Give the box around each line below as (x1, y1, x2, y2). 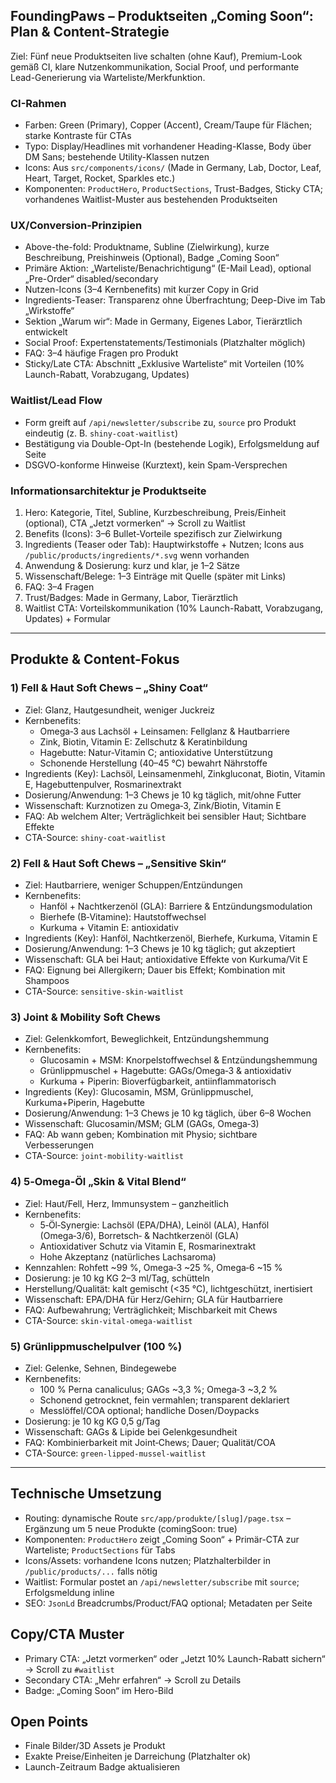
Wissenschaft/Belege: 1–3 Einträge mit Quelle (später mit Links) (24, 570, 287, 582)
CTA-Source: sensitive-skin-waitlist (24, 985, 184, 997)
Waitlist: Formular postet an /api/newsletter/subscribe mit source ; (24, 1575, 300, 1588)
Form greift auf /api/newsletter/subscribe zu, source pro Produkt (24, 416, 297, 428)
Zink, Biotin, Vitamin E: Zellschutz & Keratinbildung (39, 735, 248, 748)
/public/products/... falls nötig (24, 1565, 158, 1577)
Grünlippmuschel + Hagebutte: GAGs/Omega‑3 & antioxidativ (39, 1065, 292, 1077)
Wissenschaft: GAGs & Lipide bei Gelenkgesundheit (24, 1425, 238, 1438)
